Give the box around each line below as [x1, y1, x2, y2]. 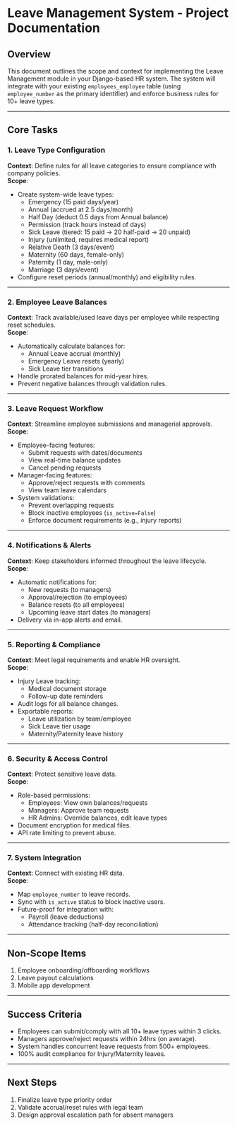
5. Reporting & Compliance [7, 639, 101, 649]
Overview [7, 48, 51, 60]
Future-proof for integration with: [17, 905, 114, 914]
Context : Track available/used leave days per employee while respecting [7, 313, 220, 321]
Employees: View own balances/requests [28, 799, 148, 807]
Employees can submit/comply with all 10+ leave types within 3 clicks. [17, 1027, 222, 1035]
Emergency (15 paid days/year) [28, 197, 119, 206]
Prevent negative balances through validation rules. [17, 379, 167, 388]
